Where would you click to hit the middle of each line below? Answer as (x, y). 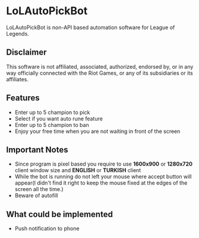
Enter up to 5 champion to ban (52, 125)
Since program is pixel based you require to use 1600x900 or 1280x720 (104, 164)
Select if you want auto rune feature (59, 118)
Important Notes (37, 150)
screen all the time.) (39, 189)
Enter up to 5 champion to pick (52, 112)
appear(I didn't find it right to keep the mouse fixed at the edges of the (101, 183)
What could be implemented (59, 214)
